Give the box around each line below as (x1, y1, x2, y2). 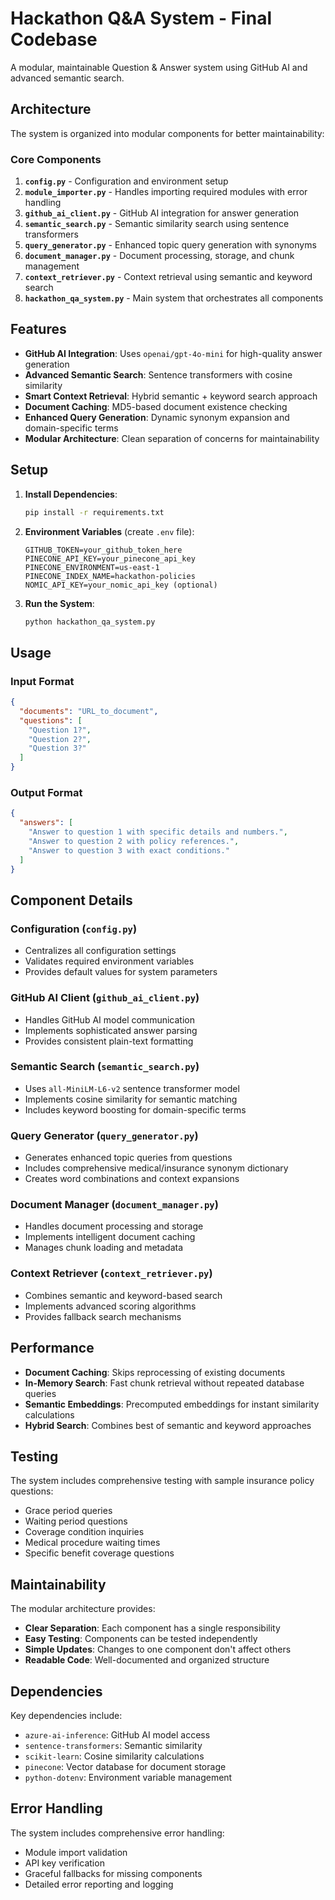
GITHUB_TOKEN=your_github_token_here (24, 545, 183, 555)
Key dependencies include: (10, 1709, 123, 1721)
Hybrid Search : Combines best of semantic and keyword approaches (24, 1419, 312, 1431)
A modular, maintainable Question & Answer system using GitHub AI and (10, 61, 308, 73)
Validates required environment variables (24, 955, 195, 967)
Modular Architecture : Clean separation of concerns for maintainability (24, 432, 320, 444)
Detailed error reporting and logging (24, 1878, 174, 1890)
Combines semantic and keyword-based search (24, 1289, 223, 1301)
